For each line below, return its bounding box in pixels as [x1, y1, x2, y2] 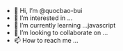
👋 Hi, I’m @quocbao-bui [13, 7, 83, 14]
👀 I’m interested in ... [13, 14, 73, 22]
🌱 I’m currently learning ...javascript [13, 21, 116, 29]
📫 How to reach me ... [13, 37, 79, 44]
